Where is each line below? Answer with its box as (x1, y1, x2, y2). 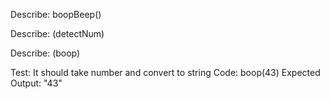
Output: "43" (10, 77, 63, 89)
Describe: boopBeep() (10, 9, 102, 20)
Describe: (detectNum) (10, 28, 105, 39)
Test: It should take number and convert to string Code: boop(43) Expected (10, 67, 321, 78)
